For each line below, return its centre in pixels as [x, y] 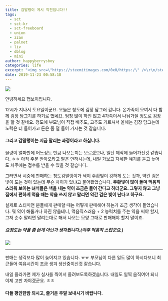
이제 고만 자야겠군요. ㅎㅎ [30, 281]
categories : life [23, 65]
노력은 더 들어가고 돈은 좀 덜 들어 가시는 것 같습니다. [56, 128]
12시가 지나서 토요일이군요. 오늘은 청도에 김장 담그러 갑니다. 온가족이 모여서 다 [81, 109]
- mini [16, 56]
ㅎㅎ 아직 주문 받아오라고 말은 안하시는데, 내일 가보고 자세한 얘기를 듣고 [81, 159]
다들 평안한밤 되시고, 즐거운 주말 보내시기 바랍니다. [54, 293]
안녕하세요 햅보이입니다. [29, 99]
